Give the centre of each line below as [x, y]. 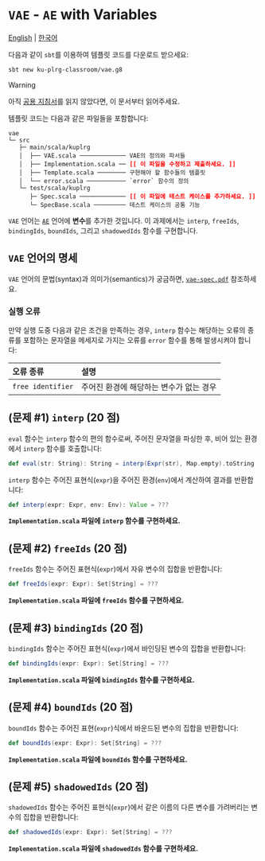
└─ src [19, 140]
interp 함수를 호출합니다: [62, 448]
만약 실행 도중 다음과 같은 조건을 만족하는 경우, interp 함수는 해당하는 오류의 [127, 330]
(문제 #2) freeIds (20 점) [68, 548]
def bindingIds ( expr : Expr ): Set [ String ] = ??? [89, 663]
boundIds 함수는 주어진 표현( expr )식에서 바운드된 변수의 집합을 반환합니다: [123, 728]
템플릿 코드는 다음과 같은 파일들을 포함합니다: [78, 118]
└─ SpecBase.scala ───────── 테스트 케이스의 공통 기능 [115, 205]
